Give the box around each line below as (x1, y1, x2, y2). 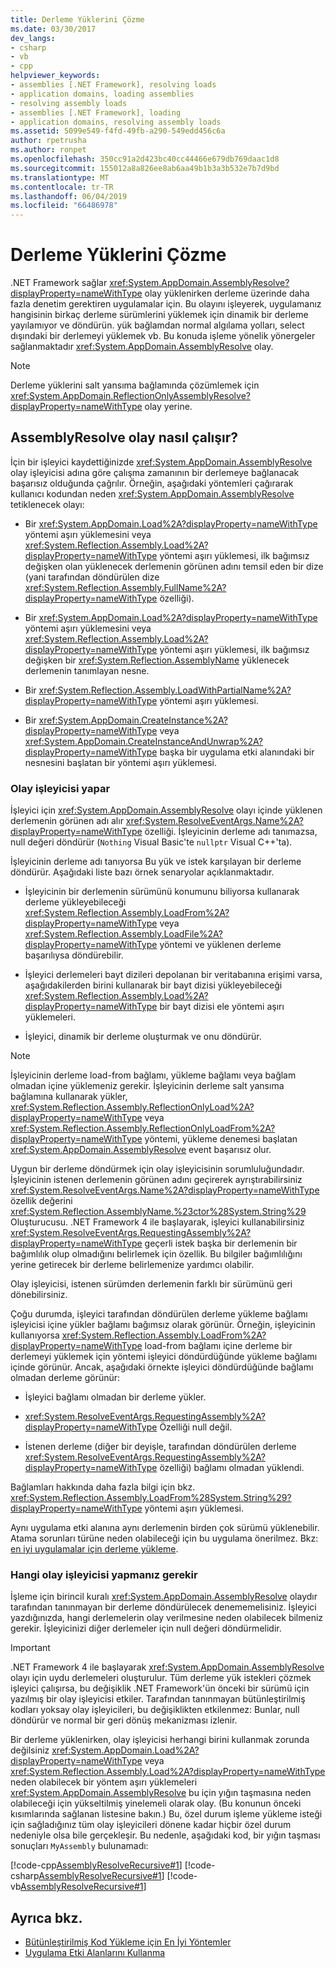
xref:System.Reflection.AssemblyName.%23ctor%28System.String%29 (10, 1206, 307, 1218)
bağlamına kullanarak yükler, (10, 1091, 128, 1103)
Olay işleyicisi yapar (10, 781, 111, 795)
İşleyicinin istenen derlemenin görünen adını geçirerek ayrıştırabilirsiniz (10, 1174, 303, 1186)
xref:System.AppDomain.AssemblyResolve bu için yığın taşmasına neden (10, 1787, 312, 1799)
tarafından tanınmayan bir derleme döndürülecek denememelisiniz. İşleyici (10, 1601, 317, 1613)
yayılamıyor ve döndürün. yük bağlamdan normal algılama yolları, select (10, 319, 305, 331)
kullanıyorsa (10, 1329, 60, 1341)
